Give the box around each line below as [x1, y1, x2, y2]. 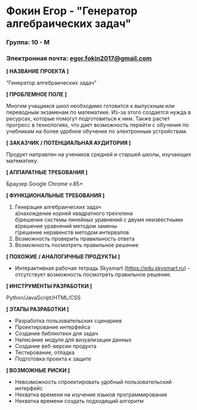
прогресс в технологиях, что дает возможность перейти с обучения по [6, 121, 189, 129]
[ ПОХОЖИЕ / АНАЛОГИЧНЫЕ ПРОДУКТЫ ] [6, 253, 121, 260]
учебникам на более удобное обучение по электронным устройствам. [6, 128, 188, 135]
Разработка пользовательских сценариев [14, 317, 122, 325]
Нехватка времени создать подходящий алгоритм [14, 397, 144, 405]
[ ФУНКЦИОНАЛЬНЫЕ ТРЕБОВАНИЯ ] [6, 192, 105, 199]
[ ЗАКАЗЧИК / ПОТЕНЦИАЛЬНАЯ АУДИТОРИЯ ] [6, 139, 131, 147]
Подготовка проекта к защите [14, 355, 91, 362]
